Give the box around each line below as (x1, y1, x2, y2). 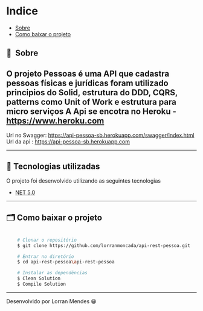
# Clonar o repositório (17, 237, 77, 243)
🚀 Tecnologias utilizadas (6, 161, 100, 171)
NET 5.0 (14, 189, 36, 196)
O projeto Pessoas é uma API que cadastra (6, 68, 170, 79)
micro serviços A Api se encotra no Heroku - (6, 106, 177, 116)
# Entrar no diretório (17, 253, 74, 260)
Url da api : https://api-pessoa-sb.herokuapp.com (6, 138, 130, 145)
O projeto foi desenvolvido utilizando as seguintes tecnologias (6, 177, 161, 184)
